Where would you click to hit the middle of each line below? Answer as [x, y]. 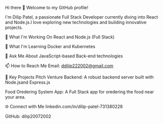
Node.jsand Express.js [28, 82]
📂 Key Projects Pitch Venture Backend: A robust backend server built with [79, 77]
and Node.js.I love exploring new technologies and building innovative [76, 22]
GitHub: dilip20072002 [28, 116]
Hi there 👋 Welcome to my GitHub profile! [47, 8]
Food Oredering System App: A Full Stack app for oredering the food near [80, 92]
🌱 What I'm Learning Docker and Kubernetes [50, 46]
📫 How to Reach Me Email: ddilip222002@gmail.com [59, 66]
